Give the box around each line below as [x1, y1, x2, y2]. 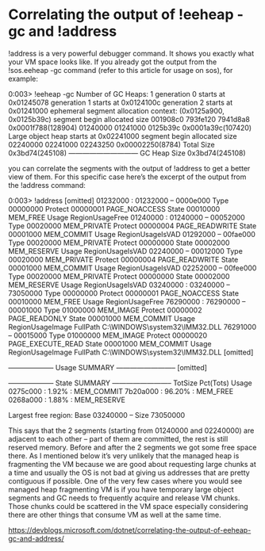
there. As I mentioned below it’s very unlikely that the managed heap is [8, 450, 240, 461]
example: [8, 74, 38, 83]
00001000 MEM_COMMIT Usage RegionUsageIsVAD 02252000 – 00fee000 [8, 263, 257, 273]
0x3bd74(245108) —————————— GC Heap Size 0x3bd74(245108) [8, 148, 246, 158]
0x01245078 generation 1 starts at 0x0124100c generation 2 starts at [8, 98, 232, 107]
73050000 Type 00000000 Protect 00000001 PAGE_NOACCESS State [8, 288, 240, 298]
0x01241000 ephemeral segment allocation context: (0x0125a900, [8, 105, 225, 116]
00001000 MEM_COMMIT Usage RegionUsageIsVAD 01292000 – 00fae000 [8, 229, 256, 239]
